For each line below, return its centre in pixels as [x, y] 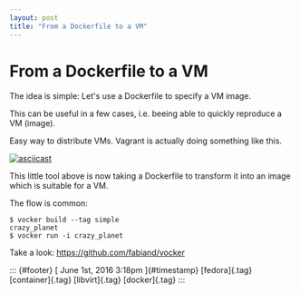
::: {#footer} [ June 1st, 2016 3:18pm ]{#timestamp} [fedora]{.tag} [131, 270]
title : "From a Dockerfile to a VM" [78, 26]
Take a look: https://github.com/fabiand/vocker [97, 253]
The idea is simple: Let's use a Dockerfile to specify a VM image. [131, 96]
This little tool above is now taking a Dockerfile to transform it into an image [150, 176]
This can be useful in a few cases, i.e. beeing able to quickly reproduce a [146, 113]
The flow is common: [48, 203]
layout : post [34, 18]
